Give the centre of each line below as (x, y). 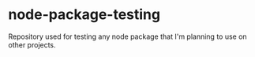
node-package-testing (84, 15)
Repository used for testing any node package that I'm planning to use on (127, 36)
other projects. (32, 44)
